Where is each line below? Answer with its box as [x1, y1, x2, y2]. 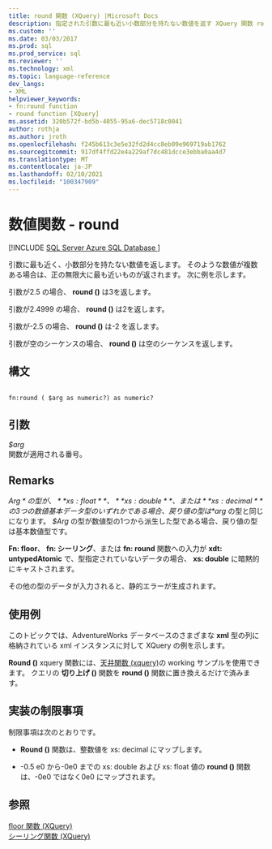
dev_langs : [8, 80, 45, 88]
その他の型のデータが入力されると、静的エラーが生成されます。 [8, 581, 221, 591]
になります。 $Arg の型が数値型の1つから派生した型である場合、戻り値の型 [8, 516, 258, 526]
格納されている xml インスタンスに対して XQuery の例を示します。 [8, 640, 229, 650]
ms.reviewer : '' [8, 58, 63, 66]
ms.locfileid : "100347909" [8, 178, 100, 187]
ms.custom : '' [8, 27, 57, 35]
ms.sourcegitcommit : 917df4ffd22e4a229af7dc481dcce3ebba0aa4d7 [8, 148, 227, 156]
